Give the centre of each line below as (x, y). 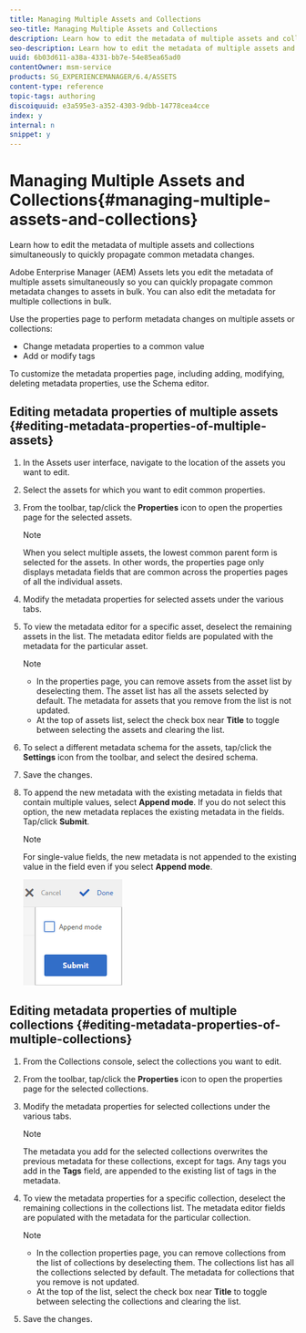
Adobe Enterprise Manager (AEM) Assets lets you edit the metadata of (142, 273)
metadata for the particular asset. (85, 646)
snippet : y (30, 135)
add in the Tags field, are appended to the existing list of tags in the (149, 1171)
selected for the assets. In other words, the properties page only (143, 562)
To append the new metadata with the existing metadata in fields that (152, 792)
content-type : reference (56, 87)
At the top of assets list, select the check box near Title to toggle (158, 719)
